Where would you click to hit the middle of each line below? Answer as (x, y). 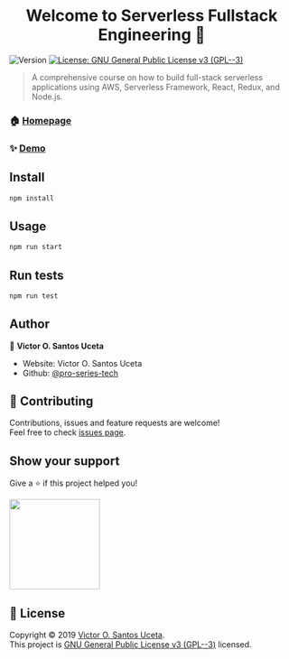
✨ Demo (28, 148)
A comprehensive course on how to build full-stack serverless (147, 77)
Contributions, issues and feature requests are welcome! (115, 423)
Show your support (65, 461)
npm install (32, 198)
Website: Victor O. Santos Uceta (82, 363)
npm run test (34, 296)
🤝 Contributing (51, 401)
